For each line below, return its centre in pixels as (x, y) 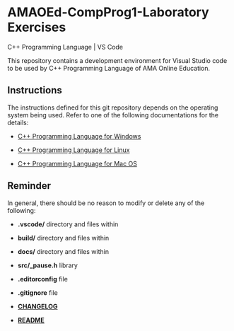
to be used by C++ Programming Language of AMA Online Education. (109, 68)
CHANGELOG (37, 306)
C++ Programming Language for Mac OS (77, 163)
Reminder (29, 186)
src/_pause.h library (47, 265)
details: (18, 122)
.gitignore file (37, 292)
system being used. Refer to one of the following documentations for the (113, 115)
